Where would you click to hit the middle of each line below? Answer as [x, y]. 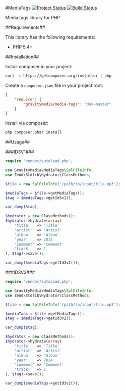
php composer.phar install [34, 132]
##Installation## [22, 57]
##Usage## [18, 142]
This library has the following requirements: [50, 37]
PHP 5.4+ [22, 47]
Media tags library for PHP [33, 17]
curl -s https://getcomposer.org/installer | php [58, 76]
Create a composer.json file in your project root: [54, 85]
